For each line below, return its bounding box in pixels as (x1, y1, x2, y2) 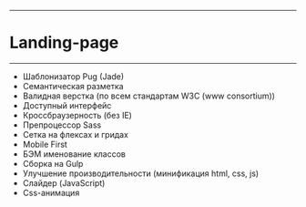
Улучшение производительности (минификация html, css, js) (22, 168, 260, 179)
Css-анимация (22, 187, 80, 198)
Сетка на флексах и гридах (22, 129, 129, 140)
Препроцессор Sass (22, 119, 102, 130)
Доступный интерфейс (22, 99, 112, 110)
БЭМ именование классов (22, 148, 126, 160)
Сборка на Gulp (22, 158, 84, 169)
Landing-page (9, 33, 119, 53)
